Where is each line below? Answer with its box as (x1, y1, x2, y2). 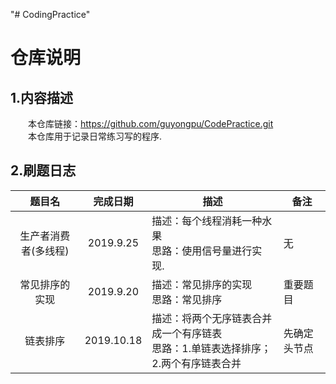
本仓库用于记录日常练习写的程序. (28, 130, 163, 142)
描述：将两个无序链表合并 (151, 311, 273, 325)
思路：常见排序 (151, 292, 223, 306)
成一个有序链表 (151, 326, 223, 340)
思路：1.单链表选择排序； (151, 341, 272, 355)
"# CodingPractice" (10, 9, 91, 20)
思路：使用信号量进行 (151, 244, 253, 258)
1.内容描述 (10, 89, 74, 106)
